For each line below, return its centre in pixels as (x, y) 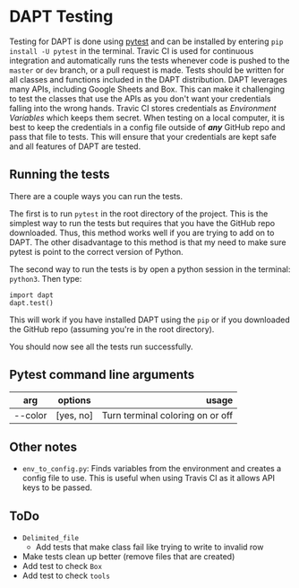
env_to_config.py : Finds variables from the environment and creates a (152, 469)
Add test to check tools (66, 575)
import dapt (31, 295)
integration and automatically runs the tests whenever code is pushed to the (149, 60)
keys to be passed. (57, 487)
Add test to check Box (62, 566)
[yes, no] (74, 415)
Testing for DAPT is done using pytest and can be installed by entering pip (146, 41)
